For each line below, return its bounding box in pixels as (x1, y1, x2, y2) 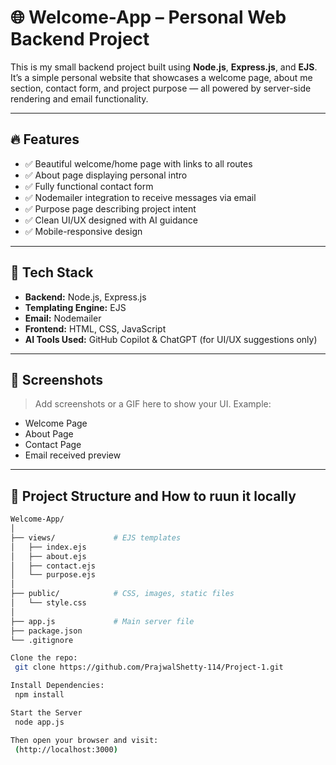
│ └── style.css (10, 598, 87, 608)
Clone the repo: (10, 653, 78, 663)
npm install (14, 690, 65, 700)
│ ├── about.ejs (10, 551, 87, 561)
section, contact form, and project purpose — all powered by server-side (10, 82, 312, 94)
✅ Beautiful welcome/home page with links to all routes (24, 157, 253, 170)
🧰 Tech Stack (10, 264, 94, 281)
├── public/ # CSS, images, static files (10, 589, 235, 599)
